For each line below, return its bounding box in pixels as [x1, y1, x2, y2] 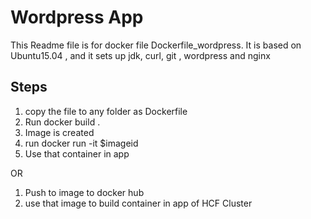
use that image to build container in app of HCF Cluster [24, 197, 253, 209]
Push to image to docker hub [24, 186, 145, 198]
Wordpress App [10, 6, 144, 29]
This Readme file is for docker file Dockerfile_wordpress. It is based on [10, 39, 302, 51]
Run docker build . [24, 116, 101, 128]
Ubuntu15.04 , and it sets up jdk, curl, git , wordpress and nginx [10, 49, 271, 61]
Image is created [24, 126, 95, 138]
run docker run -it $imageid [24, 137, 139, 149]
